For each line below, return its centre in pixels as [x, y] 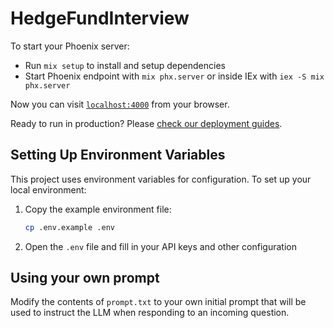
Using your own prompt [85, 278]
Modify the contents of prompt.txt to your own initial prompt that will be [158, 302]
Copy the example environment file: [98, 209]
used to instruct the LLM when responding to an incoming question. [150, 313]
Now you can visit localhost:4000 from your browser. [120, 104]
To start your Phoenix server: [70, 46]
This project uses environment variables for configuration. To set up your [161, 179]
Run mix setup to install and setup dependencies [125, 65]
